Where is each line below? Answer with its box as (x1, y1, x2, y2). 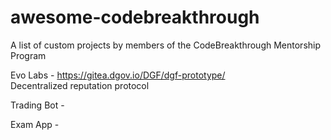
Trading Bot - (10, 99, 65, 111)
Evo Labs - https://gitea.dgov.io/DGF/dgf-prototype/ (10, 69, 226, 81)
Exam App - (10, 118, 60, 130)
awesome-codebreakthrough (10, 6, 260, 29)
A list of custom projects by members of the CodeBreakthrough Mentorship (10, 39, 322, 51)
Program (10, 49, 47, 61)
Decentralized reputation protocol (10, 79, 150, 91)
